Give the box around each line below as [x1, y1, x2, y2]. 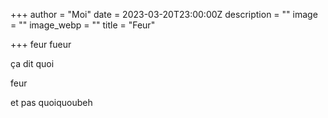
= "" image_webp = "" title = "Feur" [10, 19, 156, 31]
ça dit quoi [10, 58, 55, 69]
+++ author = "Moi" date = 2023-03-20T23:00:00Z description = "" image [10, 9, 318, 20]
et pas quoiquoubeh [10, 97, 93, 108]
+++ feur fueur [10, 39, 72, 50]
